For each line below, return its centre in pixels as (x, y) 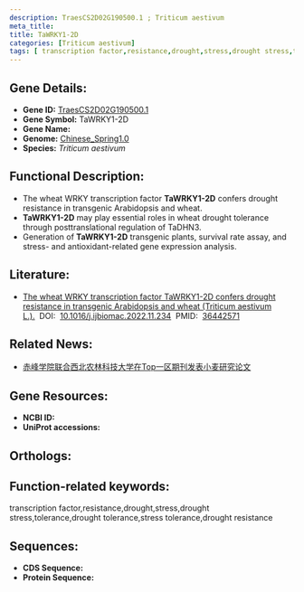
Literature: (40, 275)
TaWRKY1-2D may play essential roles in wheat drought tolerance (146, 217)
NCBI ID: (39, 418)
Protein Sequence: (58, 578)
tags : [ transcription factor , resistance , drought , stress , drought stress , (152, 52)
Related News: (51, 344)
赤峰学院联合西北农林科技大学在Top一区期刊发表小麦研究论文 (137, 367)
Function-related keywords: (90, 486)
